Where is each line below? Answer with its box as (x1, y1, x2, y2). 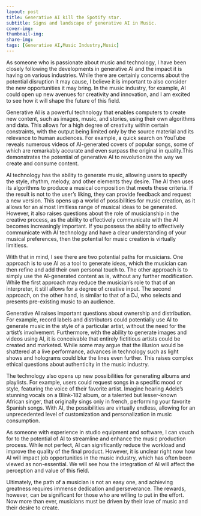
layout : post (6, 8, 39, 15)
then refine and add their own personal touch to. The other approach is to (6, 266, 188, 273)
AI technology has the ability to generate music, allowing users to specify (6, 171, 187, 178)
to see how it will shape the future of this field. (6, 97, 121, 104)
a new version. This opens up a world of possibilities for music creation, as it (6, 196, 196, 204)
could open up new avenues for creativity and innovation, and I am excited (6, 91, 191, 98)
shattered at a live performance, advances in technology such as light (6, 348, 179, 355)
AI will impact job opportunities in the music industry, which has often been (6, 454, 192, 461)
